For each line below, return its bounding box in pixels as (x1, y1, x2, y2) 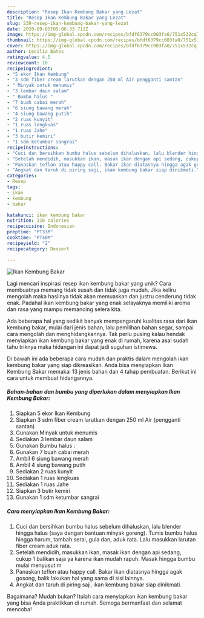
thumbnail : (7, 37, 35, 43)
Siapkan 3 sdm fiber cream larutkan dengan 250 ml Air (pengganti (15, 416, 181, 424)
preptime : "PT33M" (7, 229, 53, 235)
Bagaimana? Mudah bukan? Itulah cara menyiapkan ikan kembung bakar (7, 593, 188, 600)
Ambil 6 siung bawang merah (15, 455, 90, 462)
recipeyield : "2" (7, 240, 51, 246)
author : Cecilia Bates (7, 49, 64, 55)
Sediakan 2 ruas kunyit (15, 468, 73, 475)
